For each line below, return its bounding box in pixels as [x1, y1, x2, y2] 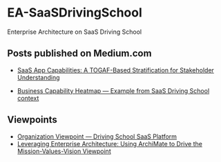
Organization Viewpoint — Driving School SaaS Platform [17, 132, 177, 141]
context [17, 94, 39, 102]
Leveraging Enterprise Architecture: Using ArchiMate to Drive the [17, 139, 202, 148]
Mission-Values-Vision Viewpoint [17, 147, 112, 155]
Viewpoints [7, 114, 57, 125]
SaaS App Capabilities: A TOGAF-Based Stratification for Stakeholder [17, 65, 214, 74]
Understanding [17, 73, 60, 81]
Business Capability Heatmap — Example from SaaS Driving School [17, 86, 210, 94]
